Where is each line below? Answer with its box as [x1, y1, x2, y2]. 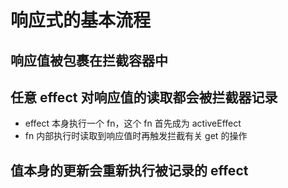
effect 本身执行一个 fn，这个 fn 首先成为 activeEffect [24, 117, 242, 130]
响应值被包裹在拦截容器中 [10, 52, 168, 69]
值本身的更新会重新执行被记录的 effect [10, 162, 249, 179]
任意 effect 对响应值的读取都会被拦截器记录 [10, 89, 278, 106]
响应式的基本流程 [10, 9, 152, 32]
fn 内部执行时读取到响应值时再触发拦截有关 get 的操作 [24, 130, 248, 142]
